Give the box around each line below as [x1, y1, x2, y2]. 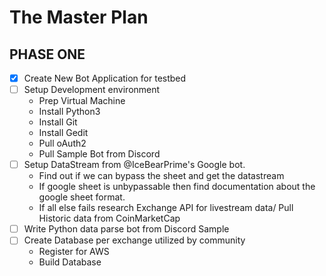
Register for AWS [38, 246, 110, 258]
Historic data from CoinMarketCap [38, 212, 181, 225]
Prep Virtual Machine [38, 95, 126, 107]
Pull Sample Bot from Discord [38, 148, 161, 160]
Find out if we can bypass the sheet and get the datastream [38, 170, 285, 182]
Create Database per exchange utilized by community [23, 234, 246, 246]
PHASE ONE [9, 46, 86, 63]
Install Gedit [38, 127, 89, 139]
